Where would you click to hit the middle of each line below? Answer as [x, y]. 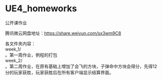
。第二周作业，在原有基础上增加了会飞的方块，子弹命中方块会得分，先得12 [81, 66]
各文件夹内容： [20, 43]
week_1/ [13, 49]
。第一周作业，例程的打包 [31, 55]
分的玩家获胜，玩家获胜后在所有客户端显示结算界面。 [59, 72]
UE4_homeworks [41, 9]
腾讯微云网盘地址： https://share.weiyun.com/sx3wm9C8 [63, 33]
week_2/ [14, 60]
